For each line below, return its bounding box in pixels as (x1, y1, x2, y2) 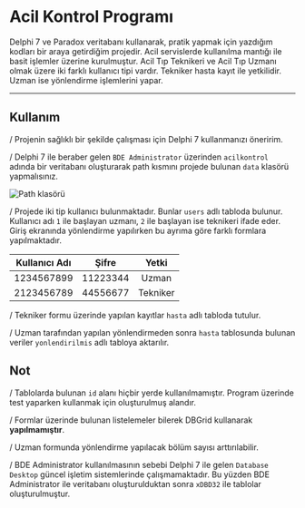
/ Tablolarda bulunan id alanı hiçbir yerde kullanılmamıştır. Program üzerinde (9, 387, 295, 398)
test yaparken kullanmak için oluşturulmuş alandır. (9, 396, 197, 407)
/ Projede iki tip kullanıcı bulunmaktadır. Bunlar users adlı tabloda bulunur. (9, 206, 283, 217)
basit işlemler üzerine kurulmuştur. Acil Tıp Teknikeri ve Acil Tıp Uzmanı (9, 55, 277, 66)
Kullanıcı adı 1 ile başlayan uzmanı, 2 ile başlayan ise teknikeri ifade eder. (9, 215, 281, 226)
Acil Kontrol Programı (9, 6, 174, 27)
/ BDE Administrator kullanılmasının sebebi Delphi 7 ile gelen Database (9, 459, 270, 470)
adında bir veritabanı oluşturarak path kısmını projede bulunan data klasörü (9, 161, 290, 171)
